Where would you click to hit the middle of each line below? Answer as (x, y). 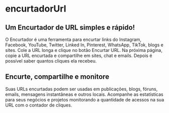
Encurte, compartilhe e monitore (57, 77)
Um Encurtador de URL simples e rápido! (70, 27)
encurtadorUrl (36, 9)
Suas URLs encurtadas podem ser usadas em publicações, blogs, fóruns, (81, 89)
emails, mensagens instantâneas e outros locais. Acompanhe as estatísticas (84, 94)
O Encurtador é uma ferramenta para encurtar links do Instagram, (73, 39)
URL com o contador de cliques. (39, 105)
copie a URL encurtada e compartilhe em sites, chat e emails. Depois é (79, 55)
